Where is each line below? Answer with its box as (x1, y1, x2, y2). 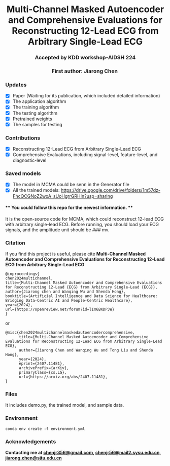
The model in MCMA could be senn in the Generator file (12, 182, 129, 188)
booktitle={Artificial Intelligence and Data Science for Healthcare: (5, 294, 158, 299)
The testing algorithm (12, 110, 58, 116)
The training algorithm (12, 104, 59, 110)
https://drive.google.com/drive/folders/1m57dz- (60, 187, 161, 193)
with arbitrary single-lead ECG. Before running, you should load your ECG (5, 221, 159, 227)
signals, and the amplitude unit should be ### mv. (5, 227, 110, 233)
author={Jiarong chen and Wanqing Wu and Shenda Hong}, (5, 289, 126, 295)
